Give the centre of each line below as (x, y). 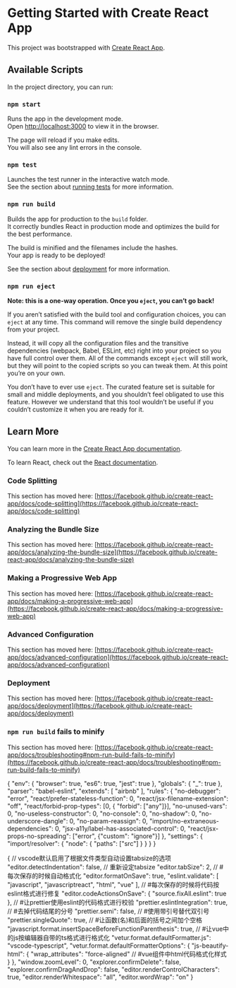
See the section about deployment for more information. (89, 269)
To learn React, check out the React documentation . (83, 462)
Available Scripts (45, 70)
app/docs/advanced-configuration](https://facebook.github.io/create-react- (118, 657)
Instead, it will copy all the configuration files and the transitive (98, 343)
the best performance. (40, 234)
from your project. (33, 329)
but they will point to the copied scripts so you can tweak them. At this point (117, 365)
